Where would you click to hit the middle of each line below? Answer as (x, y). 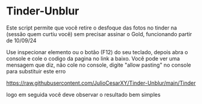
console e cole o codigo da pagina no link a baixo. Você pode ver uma (93, 58)
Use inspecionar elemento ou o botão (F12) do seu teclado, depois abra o (97, 52)
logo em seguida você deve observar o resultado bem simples (84, 94)
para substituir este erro (36, 71)
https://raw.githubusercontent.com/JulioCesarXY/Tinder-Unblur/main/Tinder (101, 83)
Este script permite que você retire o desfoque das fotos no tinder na (92, 28)
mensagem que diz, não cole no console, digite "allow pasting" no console (99, 65)
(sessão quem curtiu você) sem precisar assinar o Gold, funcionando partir (99, 34)
